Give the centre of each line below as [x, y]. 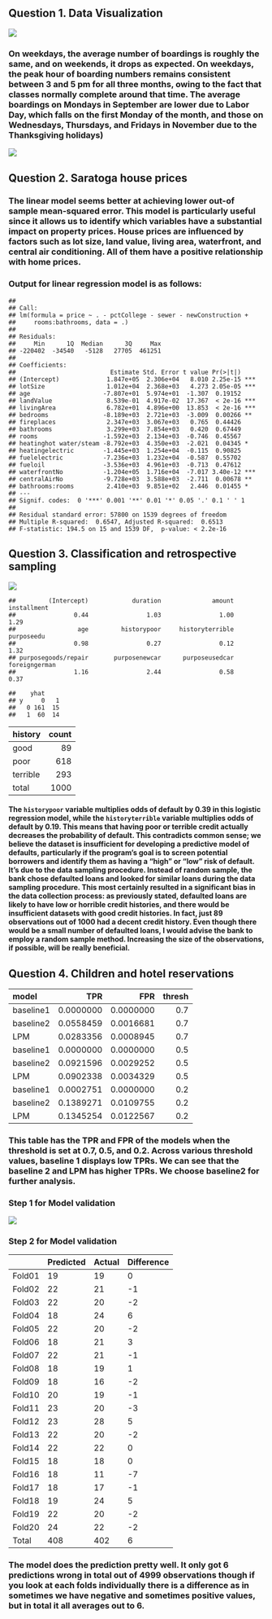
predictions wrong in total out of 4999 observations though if [132, 1575]
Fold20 [26, 1528]
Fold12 [26, 1422]
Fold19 [26, 1514]
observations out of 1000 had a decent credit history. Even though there [133, 922]
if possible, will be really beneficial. [69, 948]
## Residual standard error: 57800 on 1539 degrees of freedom [118, 515]
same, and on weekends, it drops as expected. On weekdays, [131, 64]
